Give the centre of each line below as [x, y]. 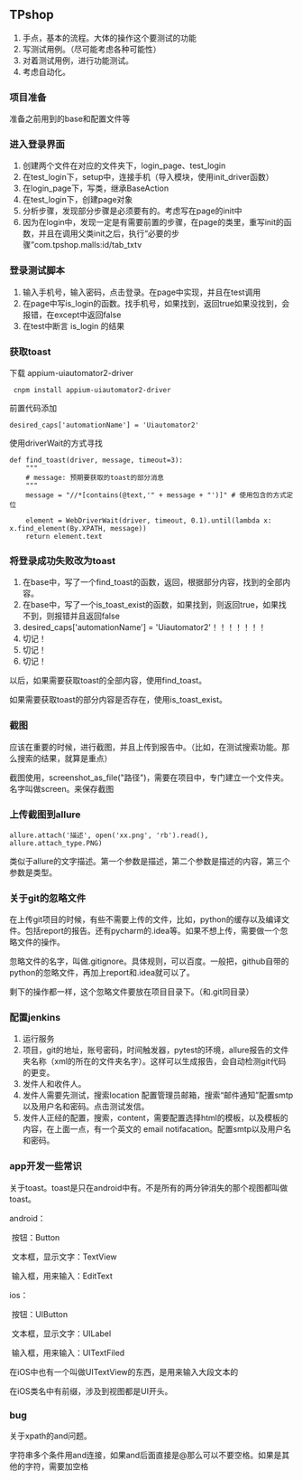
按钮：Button [36, 1237]
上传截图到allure [45, 815]
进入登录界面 [37, 145]
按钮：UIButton [40, 1314]
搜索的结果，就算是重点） [64, 758]
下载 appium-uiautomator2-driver [71, 373]
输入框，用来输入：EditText [62, 1276]
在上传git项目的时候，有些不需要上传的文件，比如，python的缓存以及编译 [146, 919]
